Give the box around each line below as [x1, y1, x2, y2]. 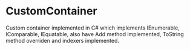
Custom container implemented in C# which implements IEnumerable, [5, 24, 180, 31]
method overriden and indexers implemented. [5, 37, 119, 44]
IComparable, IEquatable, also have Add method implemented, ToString [5, 30, 184, 37]
